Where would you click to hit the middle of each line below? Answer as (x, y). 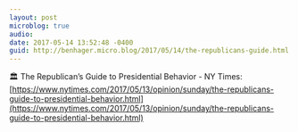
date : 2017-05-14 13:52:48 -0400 (71, 42)
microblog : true (39, 26)
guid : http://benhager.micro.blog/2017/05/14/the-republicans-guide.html (149, 51)
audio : (21, 34)
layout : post (33, 17)
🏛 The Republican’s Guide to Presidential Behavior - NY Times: (126, 77)
